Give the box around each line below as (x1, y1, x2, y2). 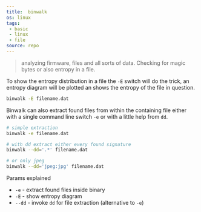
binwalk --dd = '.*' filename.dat (6, 147, 88, 153)
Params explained (6, 174, 51, 182)
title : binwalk (6, 8, 47, 15)
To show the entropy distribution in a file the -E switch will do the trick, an (6, 77, 189, 85)
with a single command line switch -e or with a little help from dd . (6, 113, 168, 120)
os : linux (6, 15, 31, 21)
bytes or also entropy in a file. (21, 65, 96, 73)
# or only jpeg (6, 158, 45, 164)
